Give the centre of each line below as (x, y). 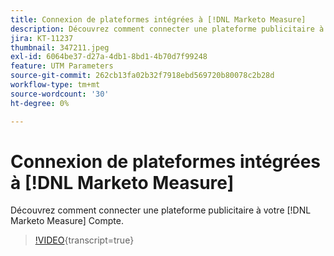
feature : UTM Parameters (62, 66)
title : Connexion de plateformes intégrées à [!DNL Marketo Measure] (158, 19)
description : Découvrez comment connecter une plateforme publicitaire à (167, 29)
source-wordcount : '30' (60, 94)
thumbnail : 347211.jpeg (60, 47)
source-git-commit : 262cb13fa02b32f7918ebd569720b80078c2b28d (142, 76)
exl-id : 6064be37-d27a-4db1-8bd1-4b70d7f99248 (109, 57)
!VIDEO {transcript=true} (84, 240)
